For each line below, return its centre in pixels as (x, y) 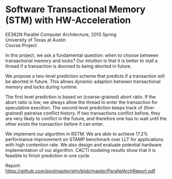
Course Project (21, 45)
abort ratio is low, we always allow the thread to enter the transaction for (81, 102)
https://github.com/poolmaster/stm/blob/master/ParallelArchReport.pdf (80, 171)
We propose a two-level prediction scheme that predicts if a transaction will (85, 76)
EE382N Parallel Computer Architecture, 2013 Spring (61, 34)
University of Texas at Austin (36, 40)
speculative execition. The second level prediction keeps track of (74, 107)
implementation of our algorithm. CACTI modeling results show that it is (81, 150)
